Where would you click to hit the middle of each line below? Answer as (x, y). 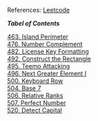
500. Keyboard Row (35, 81)
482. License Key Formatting (48, 52)
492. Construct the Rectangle (49, 59)
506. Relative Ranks (35, 95)
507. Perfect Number (37, 103)
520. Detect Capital (35, 110)
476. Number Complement (45, 44)
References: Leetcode (39, 10)
